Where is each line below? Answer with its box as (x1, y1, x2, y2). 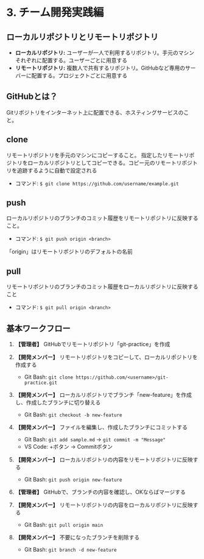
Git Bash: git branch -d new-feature (24, 546, 117, 554)
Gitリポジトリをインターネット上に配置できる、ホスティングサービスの (6, 109, 184, 116)
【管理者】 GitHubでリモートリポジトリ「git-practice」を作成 (15, 341, 171, 348)
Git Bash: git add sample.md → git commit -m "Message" (24, 436, 166, 443)
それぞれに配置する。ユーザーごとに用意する (15, 57, 128, 64)
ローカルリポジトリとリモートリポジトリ (6, 32, 158, 42)
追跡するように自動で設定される (16, 166, 97, 174)
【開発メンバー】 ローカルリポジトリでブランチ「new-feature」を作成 (15, 391, 192, 399)
